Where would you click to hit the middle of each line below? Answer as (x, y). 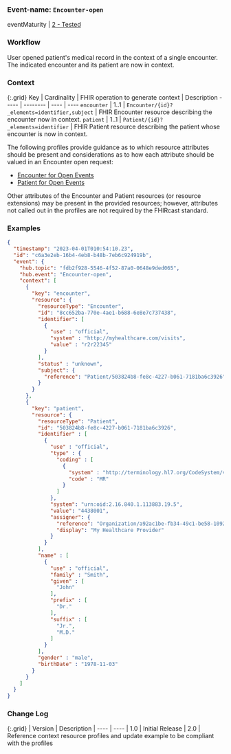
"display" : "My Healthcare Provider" (110, 530)
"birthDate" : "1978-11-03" (78, 664)
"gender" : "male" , (66, 658)
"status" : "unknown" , (70, 364)
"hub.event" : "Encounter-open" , (66, 274)
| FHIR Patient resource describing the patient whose (145, 126)
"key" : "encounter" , (61, 293)
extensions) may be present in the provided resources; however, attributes (113, 203)
